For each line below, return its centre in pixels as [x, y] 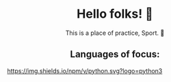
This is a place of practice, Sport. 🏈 [115, 33]
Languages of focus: [115, 54]
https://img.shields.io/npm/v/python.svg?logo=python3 [85, 70]
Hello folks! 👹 [115, 14]
